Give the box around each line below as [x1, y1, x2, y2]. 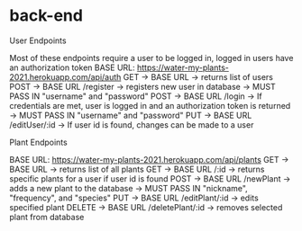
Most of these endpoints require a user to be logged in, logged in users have [9, 52, 294, 63]
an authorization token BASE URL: [9, 62, 135, 73]
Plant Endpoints [9, 137, 68, 147]
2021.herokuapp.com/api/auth [9, 71, 122, 82]
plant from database [9, 211, 85, 222]
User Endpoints [9, 35, 67, 46]
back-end [9, 5, 84, 26]
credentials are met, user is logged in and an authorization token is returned [9, 100, 291, 111]
